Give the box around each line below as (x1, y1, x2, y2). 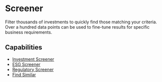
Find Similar (12, 71, 36, 78)
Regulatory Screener (12, 66, 54, 72)
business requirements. (5, 29, 52, 35)
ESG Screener (12, 61, 40, 67)
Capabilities (5, 43, 42, 51)
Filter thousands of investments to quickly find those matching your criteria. (5, 19, 157, 25)
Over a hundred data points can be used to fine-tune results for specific (5, 24, 150, 30)
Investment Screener (12, 56, 55, 62)
